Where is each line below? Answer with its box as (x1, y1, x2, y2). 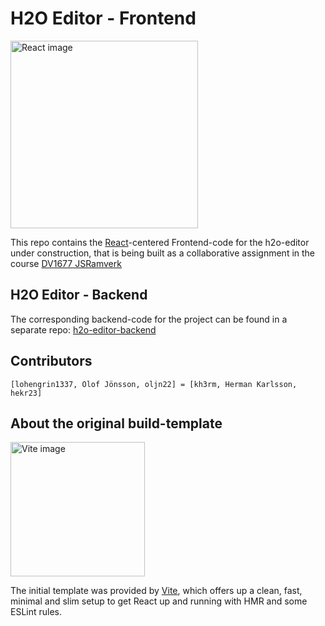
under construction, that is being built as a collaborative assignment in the (10, 247, 316, 259)
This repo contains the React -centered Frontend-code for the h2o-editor (10, 236, 310, 248)
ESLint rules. (10, 606, 63, 618)
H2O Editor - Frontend (10, 7, 197, 30)
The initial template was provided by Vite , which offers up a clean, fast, (10, 585, 303, 597)
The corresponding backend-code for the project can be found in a (10, 313, 288, 325)
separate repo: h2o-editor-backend (10, 323, 157, 336)
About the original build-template (10, 415, 223, 432)
